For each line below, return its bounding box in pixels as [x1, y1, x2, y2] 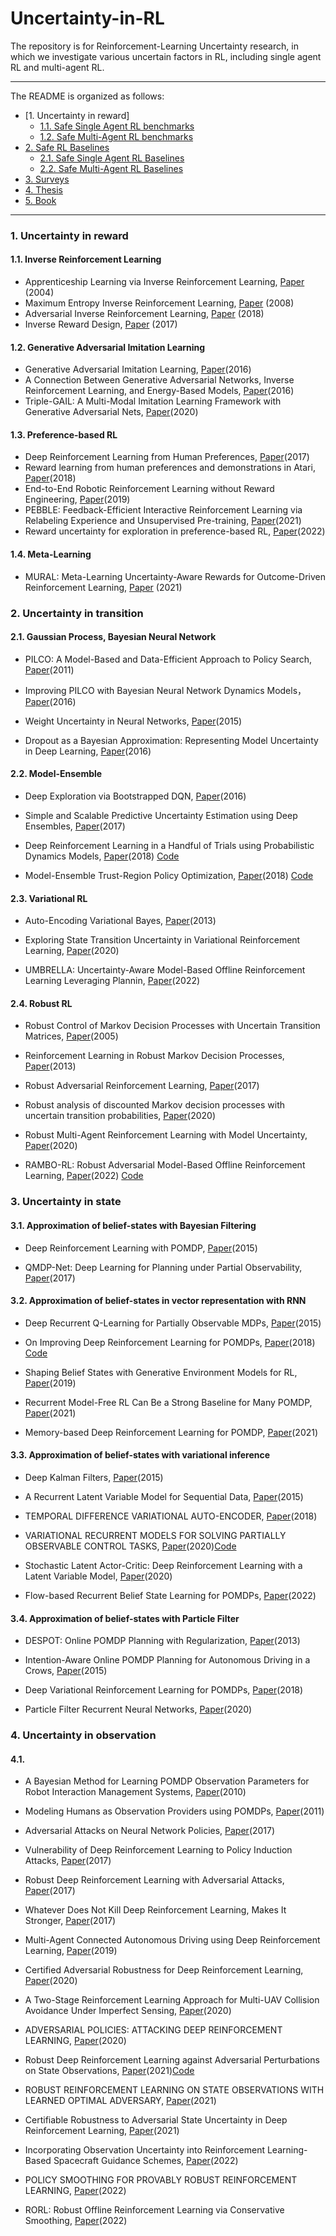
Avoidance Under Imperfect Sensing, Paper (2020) [24, 2005, 232, 2017]
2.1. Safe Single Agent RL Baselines [39, 152, 185, 164]
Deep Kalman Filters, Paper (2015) [24, 1471, 164, 1483]
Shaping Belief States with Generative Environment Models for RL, [24, 1366, 298, 1378]
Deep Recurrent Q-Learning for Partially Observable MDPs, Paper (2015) [24, 1317, 322, 1329]
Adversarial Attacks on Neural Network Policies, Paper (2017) [24, 1825, 276, 1837]
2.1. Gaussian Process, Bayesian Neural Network [10, 631, 217, 643]
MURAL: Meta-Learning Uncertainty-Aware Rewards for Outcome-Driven [24, 570, 326, 582]
